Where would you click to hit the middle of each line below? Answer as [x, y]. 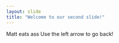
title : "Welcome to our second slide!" [56, 17]
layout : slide [24, 11]
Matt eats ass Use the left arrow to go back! [60, 34]
